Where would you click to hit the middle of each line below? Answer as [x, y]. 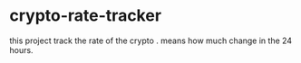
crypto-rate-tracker [85, 16]
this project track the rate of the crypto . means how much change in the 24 [151, 40]
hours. [21, 49]
